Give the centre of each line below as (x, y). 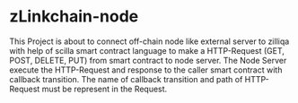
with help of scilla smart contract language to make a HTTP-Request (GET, (147, 50)
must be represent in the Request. (105, 89)
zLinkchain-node (74, 17)
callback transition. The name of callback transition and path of (126, 79)
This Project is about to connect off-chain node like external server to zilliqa (149, 41)
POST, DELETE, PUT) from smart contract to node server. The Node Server (148, 60)
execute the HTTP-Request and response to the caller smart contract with (146, 70)
